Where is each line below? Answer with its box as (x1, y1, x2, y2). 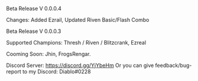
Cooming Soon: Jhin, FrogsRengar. (6, 50, 91, 58)
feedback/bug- (155, 62, 192, 69)
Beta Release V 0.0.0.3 (6, 28, 61, 35)
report (6, 68, 22, 75)
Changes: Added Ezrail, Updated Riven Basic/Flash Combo (6, 16, 150, 23)
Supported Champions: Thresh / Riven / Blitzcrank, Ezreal (6, 39, 147, 46)
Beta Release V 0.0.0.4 (6, 5, 62, 12)
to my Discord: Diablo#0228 (22, 68, 91, 75)
